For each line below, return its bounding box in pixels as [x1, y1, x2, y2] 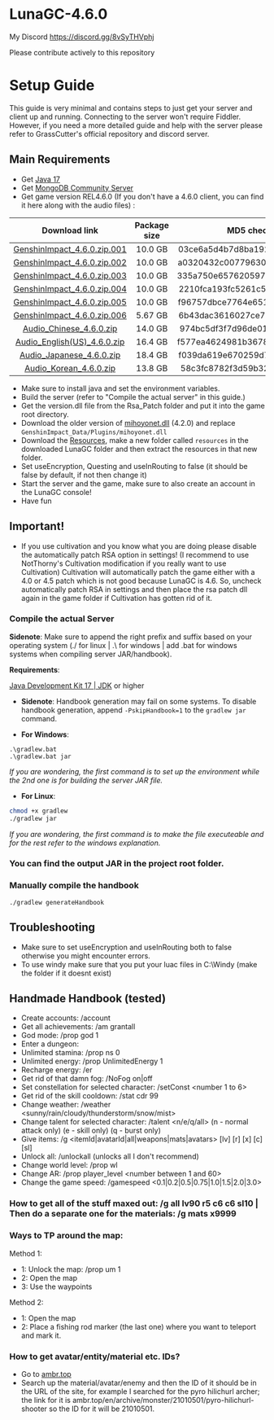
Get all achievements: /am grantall [20, 1022, 136, 1032]
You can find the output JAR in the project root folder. [9, 858, 224, 870]
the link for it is [20, 1395, 72, 1405]
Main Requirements [9, 152, 111, 167]
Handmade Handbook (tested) [9, 991, 166, 1006]
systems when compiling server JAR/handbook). [9, 649, 172, 659]
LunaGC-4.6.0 [9, 5, 108, 24]
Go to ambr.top [20, 1369, 72, 1378]
